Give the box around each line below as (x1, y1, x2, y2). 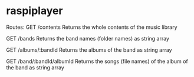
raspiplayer (6, 4, 63, 18)
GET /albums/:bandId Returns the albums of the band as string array (6, 46, 172, 53)
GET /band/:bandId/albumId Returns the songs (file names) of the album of (6, 58, 189, 65)
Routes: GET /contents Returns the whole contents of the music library (6, 24, 178, 31)
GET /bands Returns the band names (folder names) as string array (6, 35, 170, 42)
